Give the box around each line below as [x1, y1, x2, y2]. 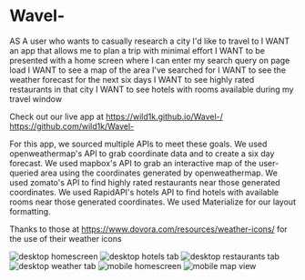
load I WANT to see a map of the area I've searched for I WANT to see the [9, 65, 287, 75]
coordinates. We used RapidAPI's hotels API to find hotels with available [9, 186, 280, 197]
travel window [9, 93, 62, 105]
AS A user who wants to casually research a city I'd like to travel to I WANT [9, 35, 290, 46]
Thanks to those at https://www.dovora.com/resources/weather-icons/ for [9, 224, 289, 235]
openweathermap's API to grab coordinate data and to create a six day [9, 147, 275, 159]
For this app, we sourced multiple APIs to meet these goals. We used [9, 138, 268, 149]
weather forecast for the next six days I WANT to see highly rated [9, 74, 255, 85]
